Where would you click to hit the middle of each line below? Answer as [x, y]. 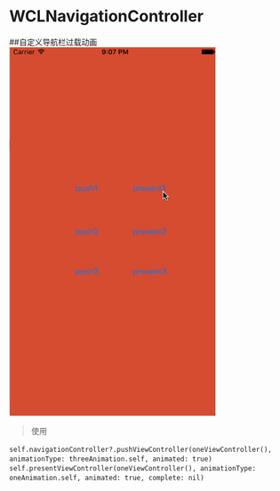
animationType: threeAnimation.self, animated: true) [111, 459]
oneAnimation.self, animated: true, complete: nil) [107, 478]
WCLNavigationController [107, 16]
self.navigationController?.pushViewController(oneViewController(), [141, 449]
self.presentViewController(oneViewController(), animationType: [132, 468]
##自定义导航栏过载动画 [53, 42]
